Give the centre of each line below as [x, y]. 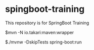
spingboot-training [45, 9]
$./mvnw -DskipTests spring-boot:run [44, 42]
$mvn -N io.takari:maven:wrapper [40, 32]
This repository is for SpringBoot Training [47, 23]
